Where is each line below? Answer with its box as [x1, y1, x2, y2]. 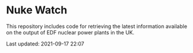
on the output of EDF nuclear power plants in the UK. [6, 29, 135, 36]
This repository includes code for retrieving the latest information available [6, 23, 188, 30]
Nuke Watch [6, 3, 68, 17]
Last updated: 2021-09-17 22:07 [6, 40, 84, 47]
